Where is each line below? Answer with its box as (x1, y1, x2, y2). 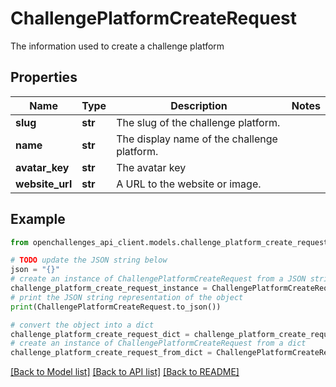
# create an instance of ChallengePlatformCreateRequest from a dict (10, 338, 307, 349)
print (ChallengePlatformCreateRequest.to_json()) (10, 302, 222, 312)
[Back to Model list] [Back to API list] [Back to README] (10, 366, 240, 378)
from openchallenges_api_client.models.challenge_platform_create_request (10, 237, 329, 247)
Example (10, 211, 66, 228)
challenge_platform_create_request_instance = (10, 283, 208, 294)
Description (170, 98, 228, 112)
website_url (15, 177, 73, 191)
